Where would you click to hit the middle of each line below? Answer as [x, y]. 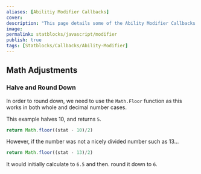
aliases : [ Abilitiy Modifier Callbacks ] [58, 12]
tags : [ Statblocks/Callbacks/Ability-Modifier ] [67, 46]
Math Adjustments [42, 70]
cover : [14, 18]
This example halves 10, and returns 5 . [54, 119]
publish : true [24, 40]
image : [14, 29]
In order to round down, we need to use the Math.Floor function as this [94, 101]
